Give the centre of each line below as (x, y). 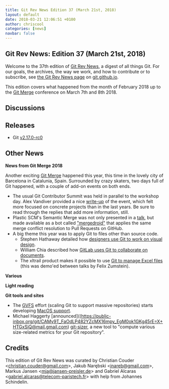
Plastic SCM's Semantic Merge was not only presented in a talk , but (83, 217)
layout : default (22, 15)
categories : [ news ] (26, 29)
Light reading (19, 285)
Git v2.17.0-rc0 (28, 138)
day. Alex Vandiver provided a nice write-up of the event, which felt (83, 201)
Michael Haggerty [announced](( (47, 316)
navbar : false (20, 33)
